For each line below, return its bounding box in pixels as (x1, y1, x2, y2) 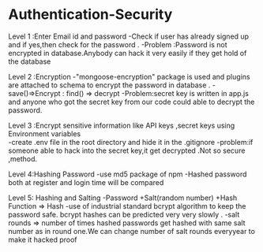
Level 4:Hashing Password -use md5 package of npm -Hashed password (8, 169, 247, 179)
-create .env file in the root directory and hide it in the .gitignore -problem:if (8, 137, 254, 146)
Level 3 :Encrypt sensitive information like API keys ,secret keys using (8, 120, 235, 130)
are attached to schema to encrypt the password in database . (8, 80, 211, 90)
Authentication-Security (8, 6, 173, 24)
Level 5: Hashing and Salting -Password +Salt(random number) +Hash (8, 193, 238, 202)
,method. (8, 154, 38, 163)
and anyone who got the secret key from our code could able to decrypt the (8, 97, 255, 106)
